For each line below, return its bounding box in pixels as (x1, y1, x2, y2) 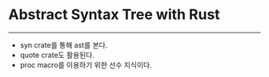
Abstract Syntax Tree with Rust (8, 6, 220, 24)
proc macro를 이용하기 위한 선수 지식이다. (19, 60, 152, 69)
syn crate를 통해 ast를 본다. (19, 40, 108, 49)
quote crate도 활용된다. (19, 50, 94, 60)
